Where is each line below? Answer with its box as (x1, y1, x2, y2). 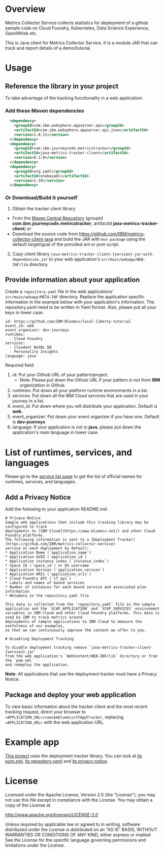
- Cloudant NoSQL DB (9, 345, 52, 350)
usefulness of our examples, (5, 624, 65, 629)
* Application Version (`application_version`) (5, 568, 105, 572)
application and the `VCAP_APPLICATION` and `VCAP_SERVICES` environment (5, 606, 160, 611)
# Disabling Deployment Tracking (5, 637, 74, 641)
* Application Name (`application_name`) (5, 550, 92, 555)
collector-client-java (12, 236, 53, 242)
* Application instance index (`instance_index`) (5, 559, 109, 564)
